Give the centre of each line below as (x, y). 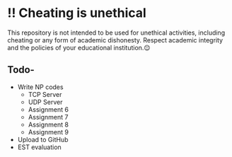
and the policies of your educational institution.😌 (79, 47)
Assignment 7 (48, 117)
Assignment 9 (48, 132)
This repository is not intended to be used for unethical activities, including (116, 33)
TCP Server (45, 94)
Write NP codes (40, 87)
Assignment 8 (48, 124)
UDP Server (45, 102)
